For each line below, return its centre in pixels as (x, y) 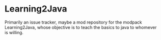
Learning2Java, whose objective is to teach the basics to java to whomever (81, 27)
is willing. (14, 32)
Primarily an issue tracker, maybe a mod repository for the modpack (73, 22)
